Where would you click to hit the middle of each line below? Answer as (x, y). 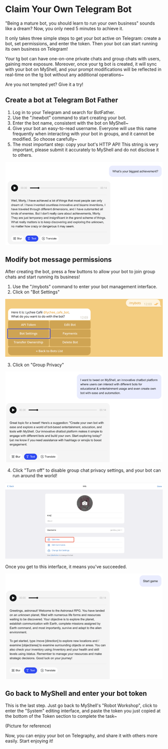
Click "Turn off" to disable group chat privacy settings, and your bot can (86, 470)
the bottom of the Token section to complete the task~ (61, 716)
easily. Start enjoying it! (29, 741)
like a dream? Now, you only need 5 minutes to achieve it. (64, 28)
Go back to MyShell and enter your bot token (76, 693)
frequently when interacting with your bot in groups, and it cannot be (83, 134)
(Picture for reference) (28, 726)
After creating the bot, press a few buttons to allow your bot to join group (80, 272)
